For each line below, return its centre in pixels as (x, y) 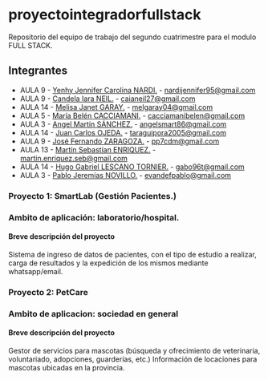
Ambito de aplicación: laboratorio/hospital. (94, 217)
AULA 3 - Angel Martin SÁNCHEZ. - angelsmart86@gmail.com (123, 124)
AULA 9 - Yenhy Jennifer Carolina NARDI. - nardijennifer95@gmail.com (138, 90)
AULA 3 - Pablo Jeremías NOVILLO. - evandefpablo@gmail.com (125, 175)
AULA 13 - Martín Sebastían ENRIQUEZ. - (88, 149)
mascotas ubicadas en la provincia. (67, 367)
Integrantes (38, 71)
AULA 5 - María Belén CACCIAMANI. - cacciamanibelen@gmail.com (132, 115)
